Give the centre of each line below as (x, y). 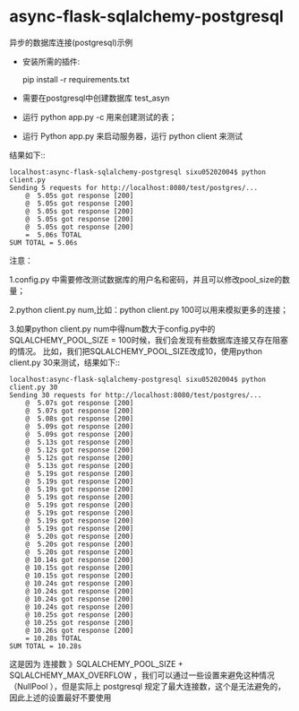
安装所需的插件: (51, 61)
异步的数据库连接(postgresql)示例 (71, 42)
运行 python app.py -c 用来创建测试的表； (99, 117)
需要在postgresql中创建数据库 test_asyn (96, 98)
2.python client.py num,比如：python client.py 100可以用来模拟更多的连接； (149, 309)
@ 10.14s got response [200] (80, 559)
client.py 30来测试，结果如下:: (65, 362)
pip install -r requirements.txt (76, 79)
